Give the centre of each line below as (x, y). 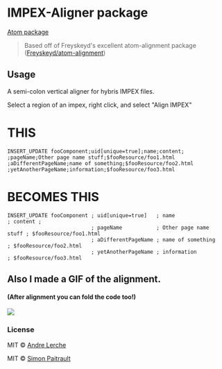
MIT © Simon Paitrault (39, 358)
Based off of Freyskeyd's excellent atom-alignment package (110, 45)
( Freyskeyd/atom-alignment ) (65, 53)
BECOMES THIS (53, 197)
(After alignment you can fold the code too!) (72, 297)
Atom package (28, 32)
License (21, 329)
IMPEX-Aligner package (78, 13)
